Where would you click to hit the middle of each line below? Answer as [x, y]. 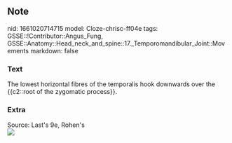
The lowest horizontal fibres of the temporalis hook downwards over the [111, 84]
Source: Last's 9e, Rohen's [46, 125]
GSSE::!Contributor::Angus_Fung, [55, 36]
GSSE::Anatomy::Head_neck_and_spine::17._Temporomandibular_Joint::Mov [116, 43]
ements [18, 50]
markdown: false [54, 50]
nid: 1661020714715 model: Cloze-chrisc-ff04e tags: [83, 28]
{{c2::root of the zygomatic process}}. [62, 92]
